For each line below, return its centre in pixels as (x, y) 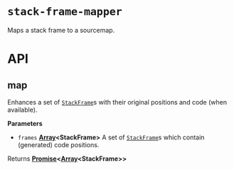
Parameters (25, 123)
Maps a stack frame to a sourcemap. (61, 30)
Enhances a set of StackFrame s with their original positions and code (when (117, 102)
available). (22, 110)
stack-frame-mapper (65, 12)
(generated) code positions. (58, 144)
